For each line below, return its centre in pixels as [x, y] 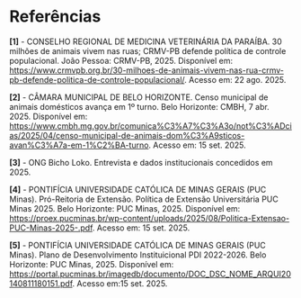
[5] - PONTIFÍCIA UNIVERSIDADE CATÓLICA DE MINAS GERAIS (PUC [138, 245]
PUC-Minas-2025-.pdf [51, 228]
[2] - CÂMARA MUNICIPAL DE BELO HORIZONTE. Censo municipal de [139, 97]
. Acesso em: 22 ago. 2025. [235, 79]
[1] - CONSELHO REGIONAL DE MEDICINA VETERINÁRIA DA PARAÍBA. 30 [146, 41]
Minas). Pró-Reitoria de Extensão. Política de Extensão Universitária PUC [144, 199]
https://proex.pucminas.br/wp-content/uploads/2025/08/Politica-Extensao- [150, 218]
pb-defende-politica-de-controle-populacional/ [97, 79]
